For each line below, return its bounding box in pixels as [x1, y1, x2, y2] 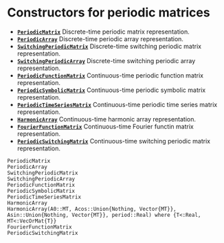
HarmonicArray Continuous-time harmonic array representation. [16, 115, 197, 123]
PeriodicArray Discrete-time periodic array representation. [16, 34, 184, 43]
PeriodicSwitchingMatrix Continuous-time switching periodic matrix [16, 137, 211, 145]
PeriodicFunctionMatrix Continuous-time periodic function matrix [16, 71, 204, 80]
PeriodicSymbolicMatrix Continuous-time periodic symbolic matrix [16, 86, 206, 94]
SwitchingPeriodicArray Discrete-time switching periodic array [16, 56, 196, 65]
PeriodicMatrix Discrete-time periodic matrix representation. [16, 27, 190, 36]
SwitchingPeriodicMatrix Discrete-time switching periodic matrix [16, 42, 201, 50]
